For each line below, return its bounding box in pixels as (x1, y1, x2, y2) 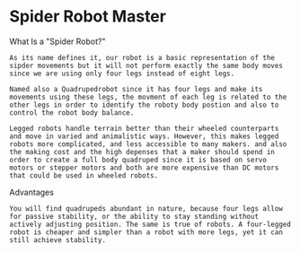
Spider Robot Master (9, 6, 166, 27)
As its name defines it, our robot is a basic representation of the (9, 53, 276, 62)
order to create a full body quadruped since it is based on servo (9, 155, 268, 164)
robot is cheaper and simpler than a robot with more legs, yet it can (9, 227, 283, 237)
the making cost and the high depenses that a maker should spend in (9, 147, 276, 156)
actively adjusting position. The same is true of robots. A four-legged (9, 220, 292, 229)
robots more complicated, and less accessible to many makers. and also (9, 139, 287, 149)
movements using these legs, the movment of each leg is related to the (9, 92, 287, 101)
